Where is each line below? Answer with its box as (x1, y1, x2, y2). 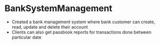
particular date (11, 34, 42, 40)
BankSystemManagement (4, 3, 113, 14)
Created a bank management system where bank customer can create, (11, 19, 155, 25)
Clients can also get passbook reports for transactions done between (11, 29, 152, 35)
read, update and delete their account (11, 24, 88, 30)
